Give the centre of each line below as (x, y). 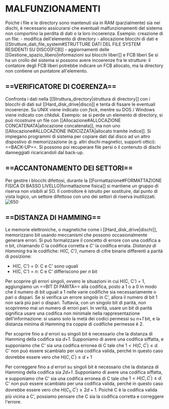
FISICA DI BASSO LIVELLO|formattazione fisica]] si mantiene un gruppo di (82, 186)
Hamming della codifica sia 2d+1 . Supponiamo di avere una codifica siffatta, (84, 372)
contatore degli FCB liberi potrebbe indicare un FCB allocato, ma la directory (84, 65)
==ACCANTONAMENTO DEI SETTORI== (69, 168)
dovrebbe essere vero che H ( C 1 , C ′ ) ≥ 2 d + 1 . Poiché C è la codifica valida (81, 390)
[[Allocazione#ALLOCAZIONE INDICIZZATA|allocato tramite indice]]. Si (78, 131)
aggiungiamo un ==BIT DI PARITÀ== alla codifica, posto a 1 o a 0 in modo (81, 287)
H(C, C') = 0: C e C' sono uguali (45, 266)
